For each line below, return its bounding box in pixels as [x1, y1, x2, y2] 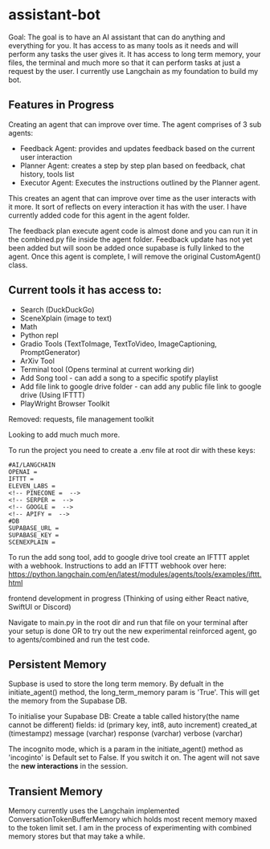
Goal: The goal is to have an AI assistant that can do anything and [8, 32, 226, 42]
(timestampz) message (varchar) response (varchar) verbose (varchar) [8, 729, 243, 738]
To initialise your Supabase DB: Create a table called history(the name [8, 712, 239, 721]
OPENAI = [8, 467, 38, 476]
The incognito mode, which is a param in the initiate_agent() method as [8, 745, 243, 754]
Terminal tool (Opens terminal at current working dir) [19, 364, 194, 374]
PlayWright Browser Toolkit [19, 398, 110, 408]
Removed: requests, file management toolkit [8, 414, 154, 423]
